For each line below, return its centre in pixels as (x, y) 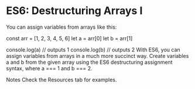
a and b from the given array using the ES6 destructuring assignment (89, 62)
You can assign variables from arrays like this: (61, 27)
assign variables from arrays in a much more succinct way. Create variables (97, 56)
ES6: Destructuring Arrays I (74, 11)
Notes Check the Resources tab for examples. (61, 80)
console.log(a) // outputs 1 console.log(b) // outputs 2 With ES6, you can (93, 49)
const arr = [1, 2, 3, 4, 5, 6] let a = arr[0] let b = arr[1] (69, 38)
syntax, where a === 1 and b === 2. (49, 68)
